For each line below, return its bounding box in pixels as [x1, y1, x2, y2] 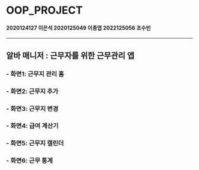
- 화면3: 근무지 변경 [6, 104, 59, 113]
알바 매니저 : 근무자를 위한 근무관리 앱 [6, 50, 134, 60]
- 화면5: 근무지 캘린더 [6, 139, 64, 147]
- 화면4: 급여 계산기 [6, 122, 59, 130]
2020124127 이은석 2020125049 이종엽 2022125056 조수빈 [6, 24, 151, 31]
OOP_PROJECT [6, 4, 83, 17]
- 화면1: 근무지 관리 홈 [6, 69, 65, 78]
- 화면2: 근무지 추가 [6, 87, 59, 95]
